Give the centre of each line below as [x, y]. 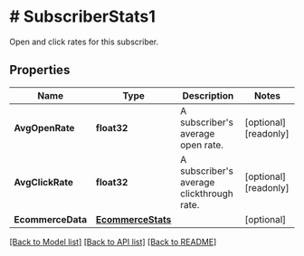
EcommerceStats [133, 219]
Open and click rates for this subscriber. [84, 42]
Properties [40, 70]
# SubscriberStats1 [83, 17]
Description [208, 95]
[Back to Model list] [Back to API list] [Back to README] [113, 242]
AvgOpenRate [44, 128]
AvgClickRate [44, 182]
